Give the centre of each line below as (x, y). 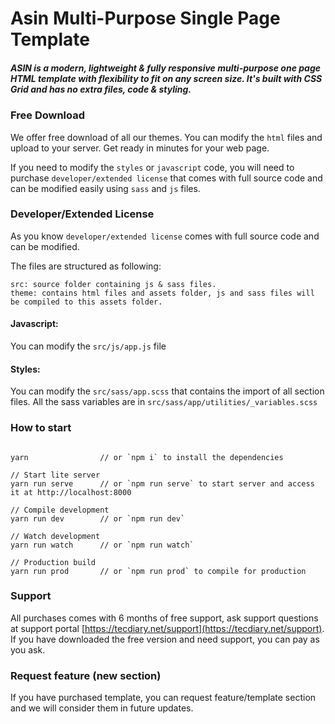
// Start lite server (55, 475)
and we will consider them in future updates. (102, 708)
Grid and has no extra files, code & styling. (101, 89)
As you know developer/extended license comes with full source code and (165, 236)
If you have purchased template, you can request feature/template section (163, 698)
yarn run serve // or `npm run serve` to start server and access (162, 483)
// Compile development (60, 510)
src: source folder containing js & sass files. (113, 284)
